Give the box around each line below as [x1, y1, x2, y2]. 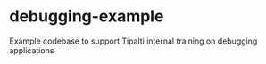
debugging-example [9, 6, 164, 27]
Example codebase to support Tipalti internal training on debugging [9, 36, 258, 46]
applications [9, 44, 54, 55]
